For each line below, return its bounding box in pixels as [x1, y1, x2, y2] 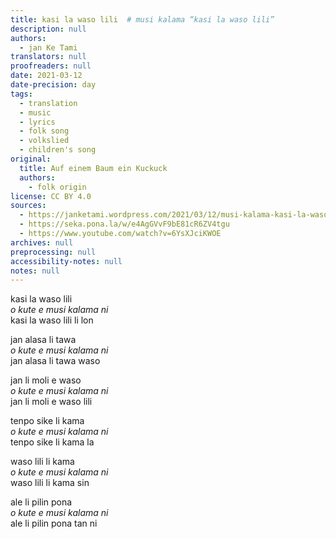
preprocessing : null [10, 247, 97, 257]
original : [10, 154, 52, 164]
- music [19, 107, 52, 118]
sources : [10, 201, 47, 211]
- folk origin [28, 182, 87, 192]
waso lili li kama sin [10, 477, 90, 489]
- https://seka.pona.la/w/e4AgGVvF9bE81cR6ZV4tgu [19, 219, 230, 230]
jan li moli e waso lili [10, 396, 93, 408]
